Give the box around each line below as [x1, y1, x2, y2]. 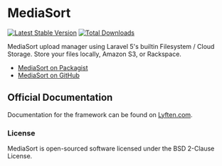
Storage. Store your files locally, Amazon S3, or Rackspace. [7, 50, 181, 58]
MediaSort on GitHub [17, 71, 80, 79]
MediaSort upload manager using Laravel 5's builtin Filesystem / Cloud [7, 42, 215, 50]
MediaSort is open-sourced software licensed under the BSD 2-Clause [7, 144, 215, 153]
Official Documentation [7, 92, 113, 104]
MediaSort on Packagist [17, 63, 88, 72]
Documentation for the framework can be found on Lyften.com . [7, 110, 194, 118]
